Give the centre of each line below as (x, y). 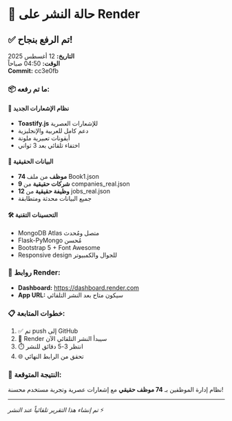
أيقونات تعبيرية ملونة (44, 138)
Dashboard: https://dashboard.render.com (78, 287)
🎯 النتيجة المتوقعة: (35, 375)
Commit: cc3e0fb (33, 71)
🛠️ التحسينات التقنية (33, 215)
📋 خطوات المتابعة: (36, 313)
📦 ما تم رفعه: (29, 89)
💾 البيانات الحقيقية (31, 161)
